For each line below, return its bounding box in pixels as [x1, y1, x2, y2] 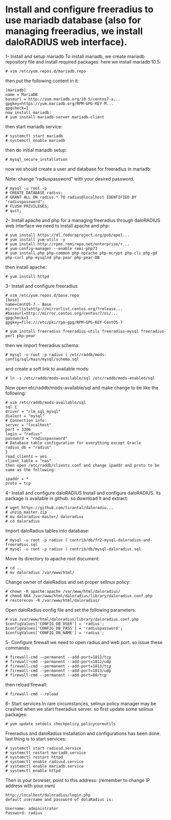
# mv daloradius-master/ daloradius [5, 514, 84, 519]
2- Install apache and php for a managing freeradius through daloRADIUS [5, 217, 161, 223]
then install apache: [5, 264, 47, 270]
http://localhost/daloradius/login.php [5, 792, 91, 797]
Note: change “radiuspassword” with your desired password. [5, 175, 135, 182]
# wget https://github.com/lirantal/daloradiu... [5, 505, 114, 510]
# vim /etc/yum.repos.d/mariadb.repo [5, 68, 86, 74]
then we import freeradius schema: [5, 342, 80, 348]
